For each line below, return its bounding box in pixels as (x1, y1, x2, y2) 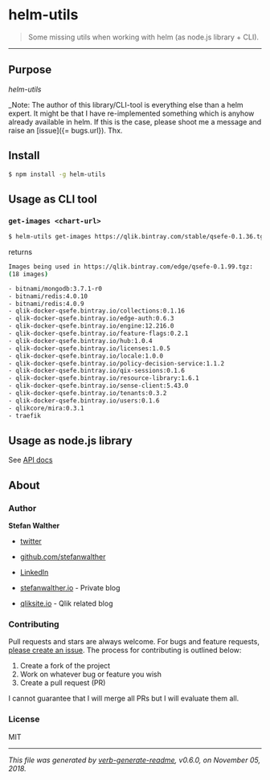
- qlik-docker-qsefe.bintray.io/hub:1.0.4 (8, 337, 153, 345)
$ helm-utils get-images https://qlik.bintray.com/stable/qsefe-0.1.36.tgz (8, 233, 268, 241)
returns (8, 247, 33, 256)
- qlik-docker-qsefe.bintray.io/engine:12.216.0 (8, 322, 174, 330)
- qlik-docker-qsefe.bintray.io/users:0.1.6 (8, 396, 160, 405)
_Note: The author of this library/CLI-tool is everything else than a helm (8, 100, 243, 109)
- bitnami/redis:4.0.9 (8, 300, 84, 308)
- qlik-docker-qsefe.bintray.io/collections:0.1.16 (8, 307, 185, 315)
